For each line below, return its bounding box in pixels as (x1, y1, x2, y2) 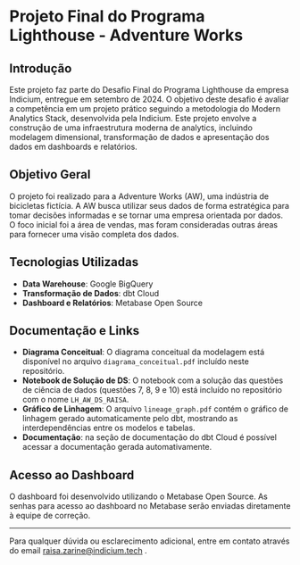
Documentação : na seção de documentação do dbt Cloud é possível (21, 432, 277, 443)
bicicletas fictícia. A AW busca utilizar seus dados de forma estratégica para (9, 200, 290, 211)
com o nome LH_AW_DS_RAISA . (21, 395, 129, 405)
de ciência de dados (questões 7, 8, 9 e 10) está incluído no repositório (21, 385, 283, 395)
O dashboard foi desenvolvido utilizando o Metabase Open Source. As (9, 491, 268, 502)
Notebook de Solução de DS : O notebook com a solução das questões (21, 375, 284, 386)
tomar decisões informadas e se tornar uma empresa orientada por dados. (9, 210, 284, 220)
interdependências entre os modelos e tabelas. (21, 422, 196, 434)
